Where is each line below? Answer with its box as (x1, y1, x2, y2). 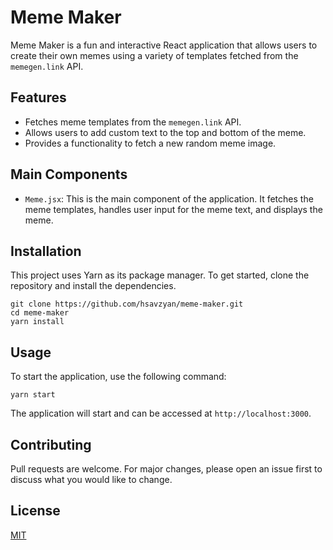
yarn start (10, 390, 56, 400)
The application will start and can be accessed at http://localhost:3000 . (10, 407, 312, 420)
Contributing (10, 436, 92, 453)
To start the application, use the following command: (10, 371, 227, 383)
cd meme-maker (10, 308, 70, 318)
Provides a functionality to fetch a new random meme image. (24, 137, 277, 149)
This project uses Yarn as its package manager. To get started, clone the (10, 269, 310, 281)
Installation (10, 242, 82, 260)
